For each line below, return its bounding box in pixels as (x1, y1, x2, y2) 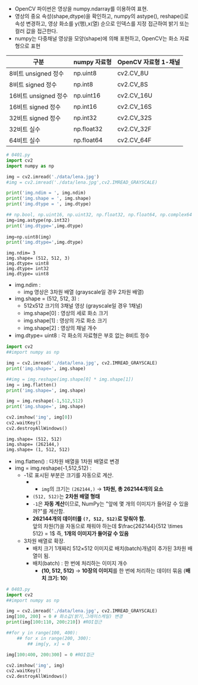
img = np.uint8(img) (6, 234, 52, 240)
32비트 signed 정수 (9, 114, 61, 122)
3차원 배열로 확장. (23, 537, 65, 544)
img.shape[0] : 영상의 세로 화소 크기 (23, 310, 108, 317)
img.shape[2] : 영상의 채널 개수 (23, 325, 97, 332)
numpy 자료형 (73, 58, 112, 66)
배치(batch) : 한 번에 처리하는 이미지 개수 (32, 560, 127, 567)
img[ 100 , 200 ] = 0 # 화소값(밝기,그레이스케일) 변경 (6, 614, 123, 620)
